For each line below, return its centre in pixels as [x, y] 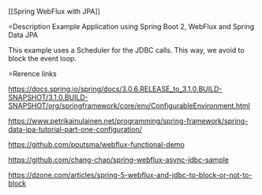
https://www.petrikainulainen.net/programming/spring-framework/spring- [128, 121]
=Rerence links [32, 74]
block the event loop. [43, 59]
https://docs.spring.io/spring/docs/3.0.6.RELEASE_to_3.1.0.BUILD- [115, 89]
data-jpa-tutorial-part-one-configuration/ [75, 129]
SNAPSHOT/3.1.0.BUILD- [49, 97]
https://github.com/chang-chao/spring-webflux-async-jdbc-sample [119, 160]
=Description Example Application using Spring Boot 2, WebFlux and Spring [131, 26]
